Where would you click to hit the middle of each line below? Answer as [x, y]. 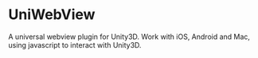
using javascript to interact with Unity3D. [75, 44]
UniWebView [52, 15]
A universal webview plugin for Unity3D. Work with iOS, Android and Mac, [129, 37]
